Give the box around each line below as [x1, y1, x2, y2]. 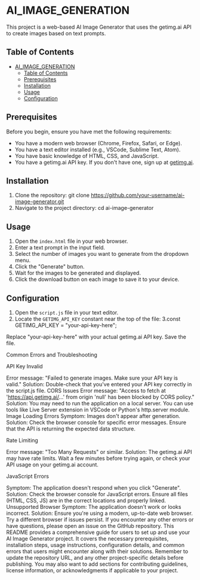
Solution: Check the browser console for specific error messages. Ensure [6, 419, 187, 426]
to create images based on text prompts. [6, 29, 106, 36]
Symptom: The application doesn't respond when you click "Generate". [6, 484, 181, 491]
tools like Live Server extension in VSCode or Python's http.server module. [6, 406, 190, 413]
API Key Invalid [6, 363, 43, 370]
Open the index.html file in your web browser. [14, 237, 128, 245]
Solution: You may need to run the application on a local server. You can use [6, 400, 194, 407]
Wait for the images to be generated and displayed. [14, 270, 141, 277]
